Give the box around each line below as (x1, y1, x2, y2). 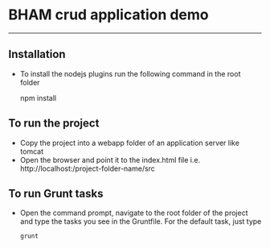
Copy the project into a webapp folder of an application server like (19, 138, 239, 147)
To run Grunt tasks (8, 187, 104, 200)
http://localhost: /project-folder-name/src (19, 163, 155, 173)
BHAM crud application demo (8, 6, 209, 24)
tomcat (19, 147, 44, 156)
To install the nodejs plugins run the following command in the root (19, 68, 241, 78)
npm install (19, 93, 57, 102)
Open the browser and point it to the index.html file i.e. (19, 155, 201, 164)
